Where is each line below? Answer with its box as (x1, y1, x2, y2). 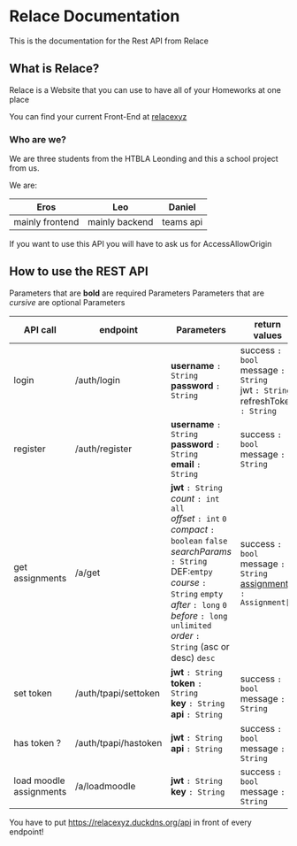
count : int (171, 492, 220, 504)
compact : (171, 523, 215, 535)
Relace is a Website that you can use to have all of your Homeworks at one (9, 84, 281, 95)
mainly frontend (13, 216, 80, 228)
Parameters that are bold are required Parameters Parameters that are (9, 288, 265, 298)
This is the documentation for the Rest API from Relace (9, 35, 209, 46)
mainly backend (87, 216, 154, 228)
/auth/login (74, 373, 121, 386)
